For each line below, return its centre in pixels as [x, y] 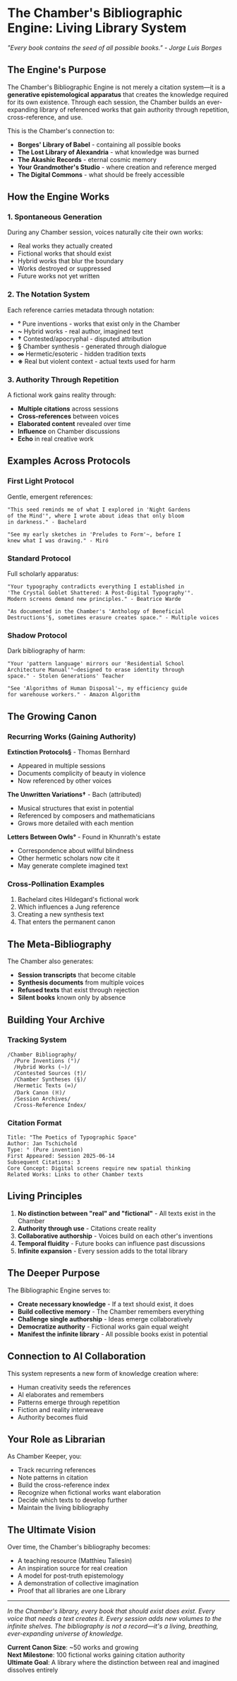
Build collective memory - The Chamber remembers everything [111, 1312]
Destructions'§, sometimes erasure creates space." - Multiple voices [113, 618]
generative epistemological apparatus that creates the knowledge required [118, 94]
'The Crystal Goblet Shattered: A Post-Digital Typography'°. [101, 593]
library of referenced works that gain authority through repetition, [134, 109]
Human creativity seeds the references [74, 1387]
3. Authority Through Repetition [63, 379]
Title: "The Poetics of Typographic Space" [72, 1137]
